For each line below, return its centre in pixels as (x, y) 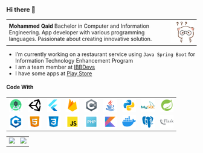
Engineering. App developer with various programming (77, 32)
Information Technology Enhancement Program (74, 60)
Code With (20, 87)
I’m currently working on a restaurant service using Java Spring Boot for (105, 54)
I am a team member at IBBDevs (55, 67)
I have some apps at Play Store (53, 73)
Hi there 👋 (21, 10)
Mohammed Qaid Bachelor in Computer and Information (79, 26)
